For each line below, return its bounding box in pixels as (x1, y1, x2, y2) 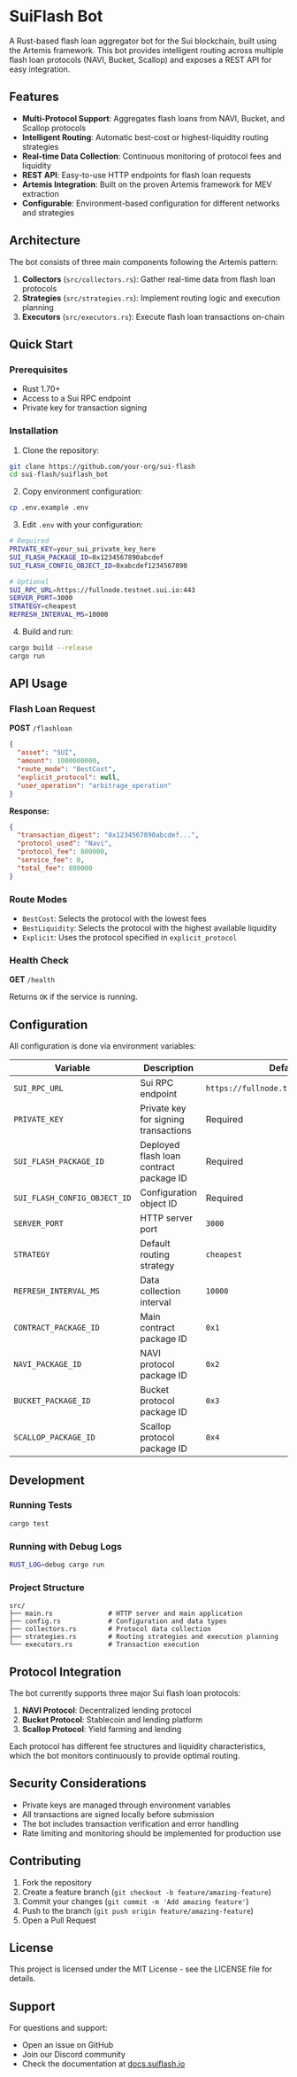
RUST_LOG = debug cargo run (9, 1560, 104, 1569)
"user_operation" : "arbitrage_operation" (17, 781, 172, 790)
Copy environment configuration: (21, 486, 143, 497)
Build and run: (21, 627, 73, 637)
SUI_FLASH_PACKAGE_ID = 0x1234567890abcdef (9, 552, 164, 562)
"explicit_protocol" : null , (17, 773, 121, 782)
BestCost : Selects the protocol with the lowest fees (21, 913, 207, 924)
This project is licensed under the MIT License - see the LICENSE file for (9, 1964, 272, 1974)
